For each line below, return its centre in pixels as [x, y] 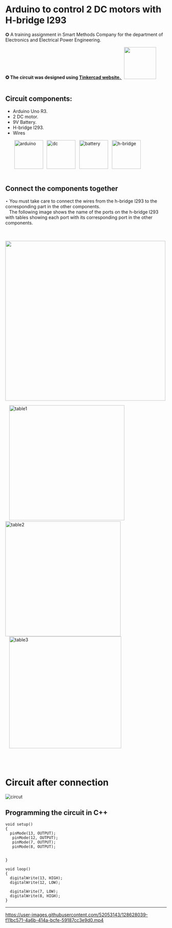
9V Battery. [25, 122]
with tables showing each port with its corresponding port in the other [79, 217]
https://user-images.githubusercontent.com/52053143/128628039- [77, 915]
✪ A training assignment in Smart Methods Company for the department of [84, 34]
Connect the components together [62, 189]
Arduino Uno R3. [30, 111]
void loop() [18, 869]
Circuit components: [39, 99]
